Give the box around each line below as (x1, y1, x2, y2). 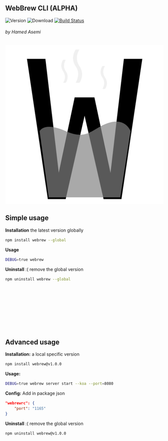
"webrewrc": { (5, 401, 35, 406)
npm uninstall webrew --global (5, 277, 71, 282)
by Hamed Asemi (5, 29, 41, 35)
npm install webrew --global (5, 237, 66, 243)
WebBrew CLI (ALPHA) (5, 4, 78, 13)
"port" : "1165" (14, 406, 46, 411)
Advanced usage (5, 338, 60, 346)
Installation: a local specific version (5, 351, 79, 357)
